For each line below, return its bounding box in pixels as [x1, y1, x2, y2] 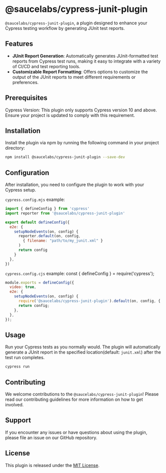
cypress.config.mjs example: [5, 196, 65, 202]
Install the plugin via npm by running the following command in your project [5, 140, 159, 146]
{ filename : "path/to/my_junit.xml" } [23, 238, 103, 243]
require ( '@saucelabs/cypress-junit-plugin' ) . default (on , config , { [18, 298, 161, 304]
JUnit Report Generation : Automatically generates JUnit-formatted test [12, 53, 159, 59]
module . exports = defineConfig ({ [5, 280, 74, 285]
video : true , [9, 284, 37, 289]
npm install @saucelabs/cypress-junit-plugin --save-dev [5, 155, 125, 160]
